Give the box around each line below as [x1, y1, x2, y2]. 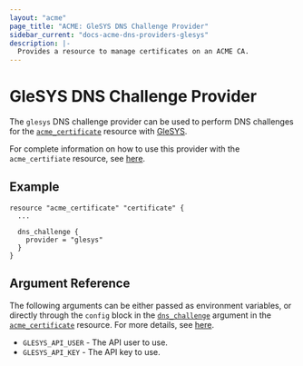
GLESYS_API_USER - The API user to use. [22, 337, 168, 348]
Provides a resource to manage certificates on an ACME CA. [17, 47, 249, 56]
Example [9, 179, 60, 195]
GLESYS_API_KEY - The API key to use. [22, 346, 161, 357]
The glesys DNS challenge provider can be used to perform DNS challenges [9, 116, 294, 127]
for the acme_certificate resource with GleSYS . [9, 126, 188, 137]
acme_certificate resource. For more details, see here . [9, 319, 215, 330]
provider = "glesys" [25, 235, 103, 244]
